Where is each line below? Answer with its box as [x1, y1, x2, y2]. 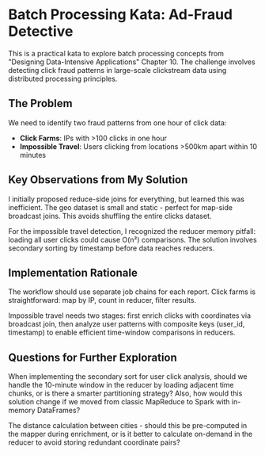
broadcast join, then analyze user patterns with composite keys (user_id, [8, 319, 245, 329]
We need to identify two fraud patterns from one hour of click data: [8, 117, 227, 128]
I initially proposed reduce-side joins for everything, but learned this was [8, 194, 245, 204]
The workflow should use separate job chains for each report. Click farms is [8, 287, 256, 296]
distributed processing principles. [8, 74, 118, 83]
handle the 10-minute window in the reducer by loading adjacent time [8, 380, 235, 390]
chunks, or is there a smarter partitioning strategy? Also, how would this [8, 388, 243, 398]
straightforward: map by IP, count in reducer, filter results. [8, 296, 196, 305]
